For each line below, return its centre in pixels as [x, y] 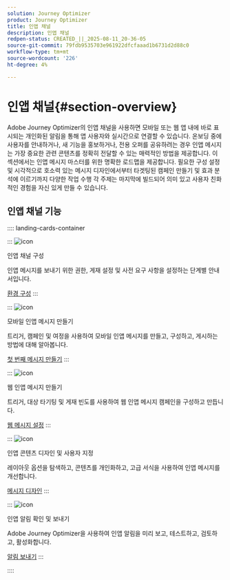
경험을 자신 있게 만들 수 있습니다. [64, 187]
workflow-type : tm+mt [38, 52]
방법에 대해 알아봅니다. [38, 345]
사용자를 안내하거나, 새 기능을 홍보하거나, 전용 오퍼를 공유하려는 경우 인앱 [105, 144]
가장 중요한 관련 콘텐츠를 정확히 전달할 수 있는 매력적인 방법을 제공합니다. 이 [116, 153]
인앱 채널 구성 [26, 256]
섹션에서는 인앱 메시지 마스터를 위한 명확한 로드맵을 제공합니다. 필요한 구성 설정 [114, 162]
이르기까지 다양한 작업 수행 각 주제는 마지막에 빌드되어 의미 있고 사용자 [114, 179]
